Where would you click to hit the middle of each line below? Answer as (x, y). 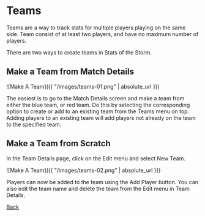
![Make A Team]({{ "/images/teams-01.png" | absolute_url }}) (83, 86)
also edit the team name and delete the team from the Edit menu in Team (98, 188)
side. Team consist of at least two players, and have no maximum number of (102, 34)
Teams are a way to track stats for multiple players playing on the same (96, 28)
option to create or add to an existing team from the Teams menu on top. (98, 111)
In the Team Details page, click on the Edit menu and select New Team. (96, 158)
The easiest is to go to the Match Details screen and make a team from (95, 98)
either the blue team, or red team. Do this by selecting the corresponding (98, 105)
